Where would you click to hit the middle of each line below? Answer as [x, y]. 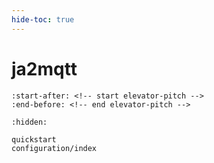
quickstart [34, 139]
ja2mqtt [44, 68]
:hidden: [29, 122]
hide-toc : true [43, 19]
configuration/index [54, 148]
